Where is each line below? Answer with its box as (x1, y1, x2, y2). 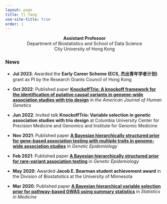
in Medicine (12, 193, 37, 199)
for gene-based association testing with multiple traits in (12, 138, 134, 144)
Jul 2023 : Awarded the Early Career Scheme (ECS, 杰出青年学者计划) (12, 71, 157, 77)
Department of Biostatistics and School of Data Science (27, 41, 142, 47)
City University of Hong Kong (54, 46, 115, 52)
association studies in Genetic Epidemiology (24, 143, 118, 149)
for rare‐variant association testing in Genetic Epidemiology (12, 158, 139, 164)
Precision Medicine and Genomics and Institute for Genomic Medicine (12, 122, 157, 128)
